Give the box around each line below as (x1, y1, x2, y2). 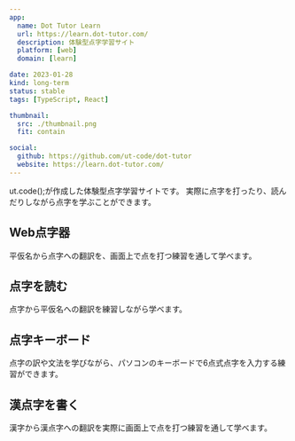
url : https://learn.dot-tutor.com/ (17, 29, 149, 38)
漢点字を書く (9, 397, 80, 413)
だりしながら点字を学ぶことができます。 (9, 196, 157, 207)
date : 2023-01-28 (9, 70, 74, 80)
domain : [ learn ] (17, 54, 77, 63)
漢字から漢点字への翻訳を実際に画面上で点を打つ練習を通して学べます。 (9, 422, 273, 433)
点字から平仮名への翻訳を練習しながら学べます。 (9, 303, 188, 315)
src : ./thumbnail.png (17, 119, 97, 129)
